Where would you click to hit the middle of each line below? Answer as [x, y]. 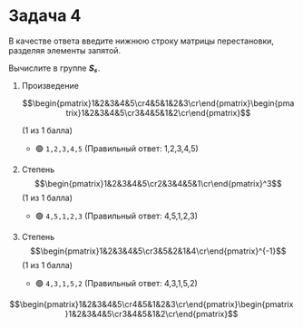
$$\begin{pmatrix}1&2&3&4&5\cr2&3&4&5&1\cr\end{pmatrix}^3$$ [158, 183]
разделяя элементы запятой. [65, 50]
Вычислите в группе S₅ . [54, 68]
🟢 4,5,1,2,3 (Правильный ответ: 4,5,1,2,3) [117, 216]
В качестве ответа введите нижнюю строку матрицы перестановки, [141, 41]
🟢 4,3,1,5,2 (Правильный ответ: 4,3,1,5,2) [117, 283]
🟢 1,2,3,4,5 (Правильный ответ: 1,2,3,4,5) [117, 148]
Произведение [50, 85]
